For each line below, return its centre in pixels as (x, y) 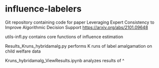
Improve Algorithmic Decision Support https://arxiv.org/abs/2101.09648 (77, 27)
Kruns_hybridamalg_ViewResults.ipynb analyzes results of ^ (65, 60)
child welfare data (23, 51)
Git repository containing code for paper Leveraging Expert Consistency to (80, 22)
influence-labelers (43, 9)
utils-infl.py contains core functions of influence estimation (64, 37)
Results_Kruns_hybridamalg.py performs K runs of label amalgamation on (79, 46)
